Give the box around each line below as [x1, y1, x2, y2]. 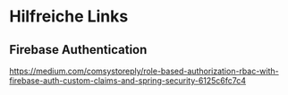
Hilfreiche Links [9, 6, 129, 27]
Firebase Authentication [9, 42, 148, 57]
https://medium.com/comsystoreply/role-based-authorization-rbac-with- [9, 65, 279, 76]
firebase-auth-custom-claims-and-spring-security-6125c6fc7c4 [9, 75, 247, 86]
